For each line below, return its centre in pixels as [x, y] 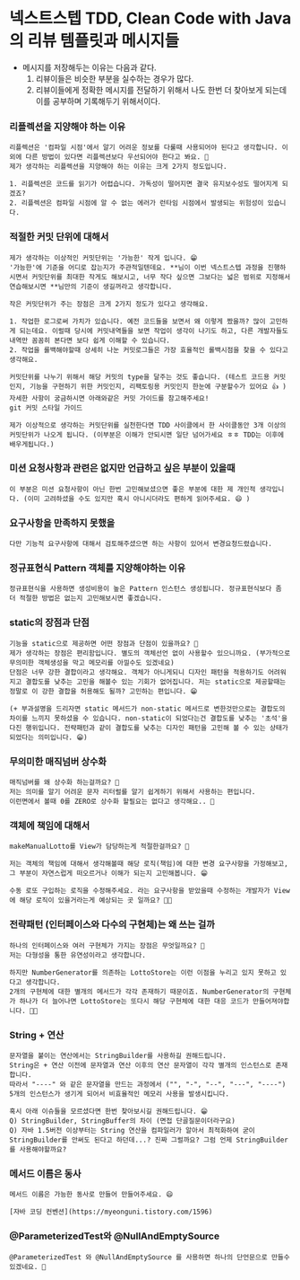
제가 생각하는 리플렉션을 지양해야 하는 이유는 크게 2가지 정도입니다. [118, 167]
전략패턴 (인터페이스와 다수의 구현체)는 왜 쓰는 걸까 [112, 924]
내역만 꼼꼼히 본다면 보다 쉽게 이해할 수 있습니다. [90, 340]
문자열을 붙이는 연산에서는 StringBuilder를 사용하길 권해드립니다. [118, 1055]
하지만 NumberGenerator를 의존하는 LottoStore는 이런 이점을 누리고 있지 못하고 [143, 972]
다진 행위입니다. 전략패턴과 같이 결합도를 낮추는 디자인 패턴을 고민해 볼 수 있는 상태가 [149, 728]
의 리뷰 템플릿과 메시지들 [94, 41]
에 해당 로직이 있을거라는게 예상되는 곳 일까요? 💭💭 [91, 900]
